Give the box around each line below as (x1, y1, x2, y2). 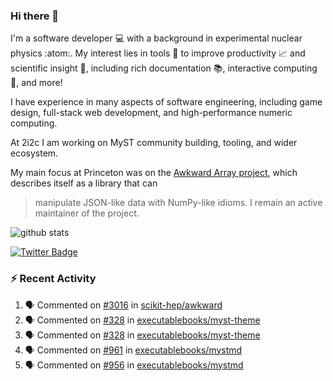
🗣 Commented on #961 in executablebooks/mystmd (24, 344, 243, 356)
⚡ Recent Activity (10, 272, 97, 286)
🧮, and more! (10, 77, 63, 89)
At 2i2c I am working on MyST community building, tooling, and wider (10, 137, 298, 149)
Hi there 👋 (10, 9, 60, 23)
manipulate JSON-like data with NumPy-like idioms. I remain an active (34, 197, 323, 209)
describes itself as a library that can (10, 177, 158, 189)
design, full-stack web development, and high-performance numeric (10, 107, 293, 119)
